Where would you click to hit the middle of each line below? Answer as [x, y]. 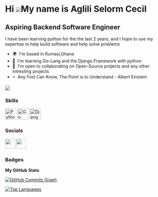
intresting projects [30, 71]
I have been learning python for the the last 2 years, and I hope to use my [79, 39]
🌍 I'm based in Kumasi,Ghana [43, 54]
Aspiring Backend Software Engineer [63, 27]
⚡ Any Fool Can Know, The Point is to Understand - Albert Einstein [79, 77]
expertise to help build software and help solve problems [63, 44]
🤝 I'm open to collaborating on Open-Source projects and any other [81, 66]
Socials [14, 131]
